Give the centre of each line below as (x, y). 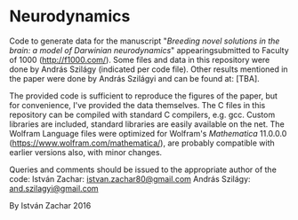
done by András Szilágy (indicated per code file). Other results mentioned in (149, 69)
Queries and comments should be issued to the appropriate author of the (143, 169)
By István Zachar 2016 (50, 205)
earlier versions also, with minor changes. (86, 152)
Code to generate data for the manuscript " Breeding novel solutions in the (145, 41)
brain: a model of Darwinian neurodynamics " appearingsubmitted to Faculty (149, 50)
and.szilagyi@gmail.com (54, 188)
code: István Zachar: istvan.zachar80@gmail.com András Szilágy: (130, 178)
